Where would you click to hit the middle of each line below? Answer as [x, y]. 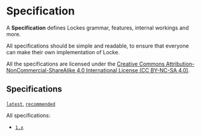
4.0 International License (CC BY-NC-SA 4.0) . [133, 70]
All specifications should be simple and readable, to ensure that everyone [97, 46]
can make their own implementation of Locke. [63, 52]
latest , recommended [31, 104]
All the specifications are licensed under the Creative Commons [85, 64]
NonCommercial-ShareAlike [41, 70]
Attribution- [180, 64]
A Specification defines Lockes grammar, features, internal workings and [97, 28]
